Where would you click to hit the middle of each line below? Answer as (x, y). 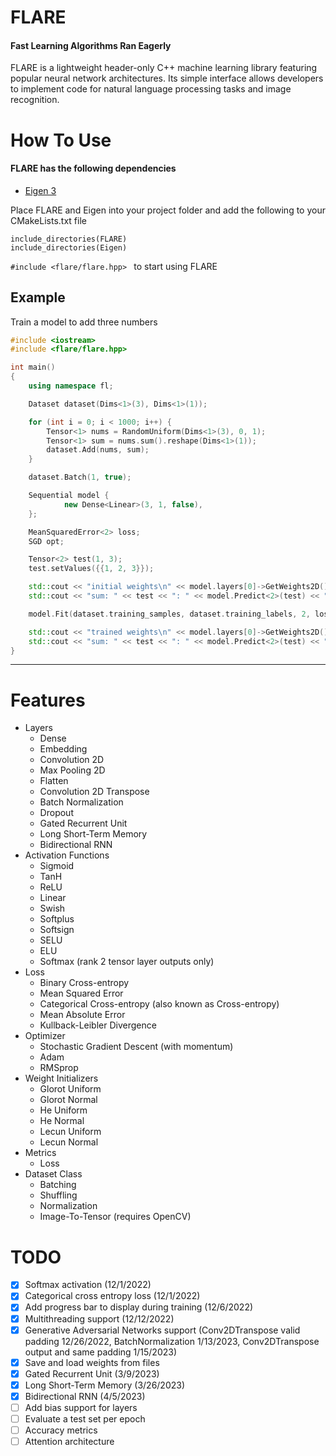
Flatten (54, 781)
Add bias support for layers (81, 1407)
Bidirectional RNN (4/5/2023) (85, 1396)
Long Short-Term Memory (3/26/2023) (105, 1385)
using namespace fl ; (71, 386)
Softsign (57, 930)
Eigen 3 (40, 190)
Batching (58, 1185)
